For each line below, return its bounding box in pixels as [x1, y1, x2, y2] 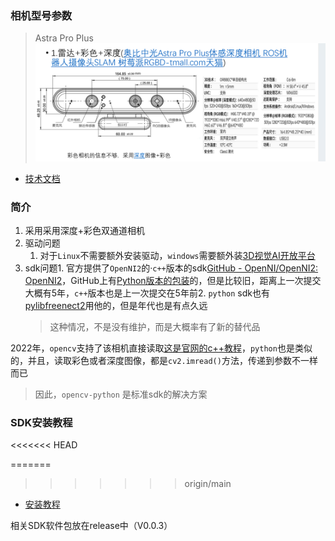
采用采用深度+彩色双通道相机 [24, 225, 146, 237]
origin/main [184, 478, 232, 490]
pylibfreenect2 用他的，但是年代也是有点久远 [24, 300, 208, 312]
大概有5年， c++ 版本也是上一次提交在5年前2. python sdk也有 [24, 287, 270, 299]
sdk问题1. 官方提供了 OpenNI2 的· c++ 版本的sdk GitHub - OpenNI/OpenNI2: [24, 262, 319, 274]
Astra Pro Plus [34, 32, 94, 44]
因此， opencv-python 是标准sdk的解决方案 [34, 388, 208, 401]
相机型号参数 [10, 8, 73, 22]
